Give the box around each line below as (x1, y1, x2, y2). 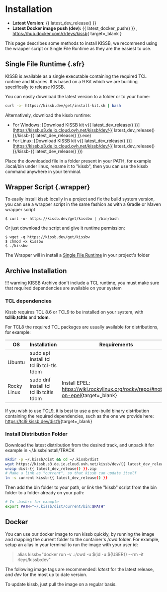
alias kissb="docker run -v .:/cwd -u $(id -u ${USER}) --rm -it (17, 551, 144, 557)
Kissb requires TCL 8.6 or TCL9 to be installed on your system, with (5, 309, 144, 315)
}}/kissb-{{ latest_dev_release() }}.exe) (12, 132, 91, 138)
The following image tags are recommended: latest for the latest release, (5, 566, 154, 572)
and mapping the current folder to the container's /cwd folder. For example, (5, 536, 160, 542)
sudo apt (29, 349, 51, 356)
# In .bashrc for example (5, 499, 59, 504)
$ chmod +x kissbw (5, 239, 43, 244)
